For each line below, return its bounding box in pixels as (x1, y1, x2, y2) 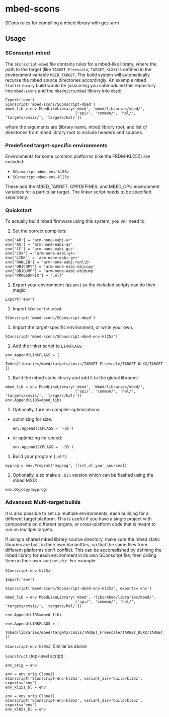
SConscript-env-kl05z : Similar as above (5, 643, 87, 649)
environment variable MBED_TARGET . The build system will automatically (5, 72, 150, 78)
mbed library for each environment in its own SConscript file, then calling (5, 552, 157, 558)
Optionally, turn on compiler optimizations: (12, 407, 101, 413)
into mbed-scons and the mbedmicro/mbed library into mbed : (5, 88, 122, 94)
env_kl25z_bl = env (5, 685, 46, 690)
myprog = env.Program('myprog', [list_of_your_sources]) (5, 463, 127, 469)
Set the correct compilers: (12, 228, 67, 234)
